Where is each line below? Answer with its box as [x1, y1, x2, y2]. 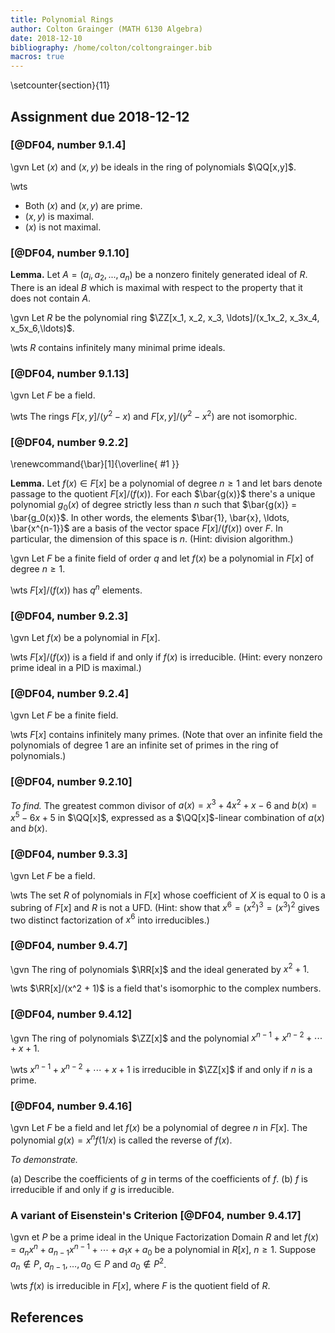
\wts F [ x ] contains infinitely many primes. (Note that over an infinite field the [10, 729, 323, 741]
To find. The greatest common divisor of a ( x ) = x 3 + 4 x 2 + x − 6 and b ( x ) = [10, 797, 318, 811]
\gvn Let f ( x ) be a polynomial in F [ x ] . [10, 631, 161, 643]
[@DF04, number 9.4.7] [10, 939, 128, 953]
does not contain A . [10, 292, 92, 304]
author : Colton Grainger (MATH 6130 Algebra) [10, 24, 203, 34]
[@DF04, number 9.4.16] [10, 1099, 133, 1113]
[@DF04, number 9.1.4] [10, 138, 127, 152]
